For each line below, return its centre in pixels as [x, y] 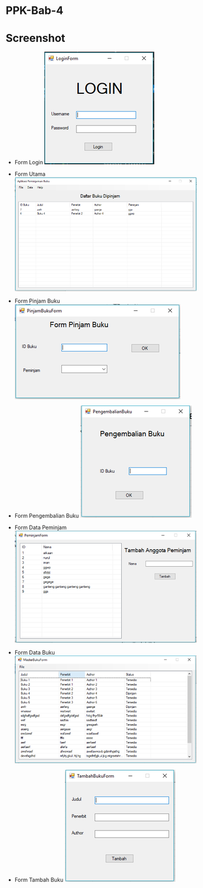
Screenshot [35, 38]
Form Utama [30, 174]
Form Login [29, 162]
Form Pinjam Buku [37, 301]
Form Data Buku [35, 652]
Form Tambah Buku [39, 880]
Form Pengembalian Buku [47, 515]
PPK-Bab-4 [35, 11]
